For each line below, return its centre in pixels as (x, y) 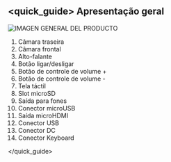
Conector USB (39, 123)
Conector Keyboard (46, 138)
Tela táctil (32, 86)
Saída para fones (42, 101)
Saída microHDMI (43, 115)
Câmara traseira (41, 42)
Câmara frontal (39, 49)
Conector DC (37, 130)
